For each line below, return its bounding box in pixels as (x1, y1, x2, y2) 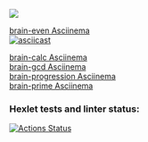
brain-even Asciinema (9, 25, 91, 36)
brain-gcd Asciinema (9, 62, 86, 71)
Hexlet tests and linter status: (9, 103, 140, 115)
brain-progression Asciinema (9, 71, 116, 81)
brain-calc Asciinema (9, 52, 87, 63)
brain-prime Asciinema (9, 80, 94, 91)
